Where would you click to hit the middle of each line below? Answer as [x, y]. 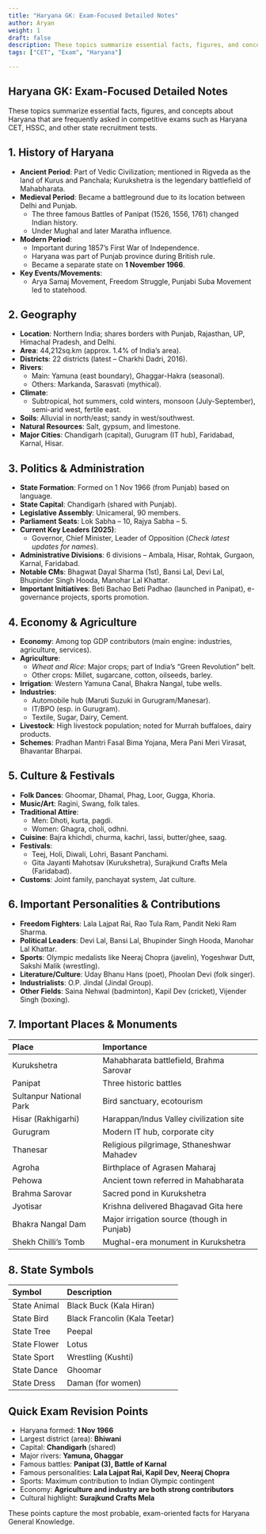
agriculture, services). [55, 650]
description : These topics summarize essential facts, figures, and [123, 45]
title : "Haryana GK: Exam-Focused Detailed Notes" [93, 15]
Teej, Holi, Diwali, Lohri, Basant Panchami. [100, 854]
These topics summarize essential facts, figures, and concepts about [121, 110]
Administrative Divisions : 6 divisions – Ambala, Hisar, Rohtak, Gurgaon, [137, 555]
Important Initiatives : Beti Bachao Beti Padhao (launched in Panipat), [133, 589]
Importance [125, 1046]
